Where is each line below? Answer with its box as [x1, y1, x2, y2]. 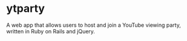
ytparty [6, 2, 45, 15]
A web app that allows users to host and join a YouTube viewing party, [6, 21, 182, 29]
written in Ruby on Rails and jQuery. [6, 27, 96, 34]
